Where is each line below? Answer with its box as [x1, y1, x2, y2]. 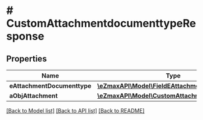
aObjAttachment [9, 92, 58, 100]
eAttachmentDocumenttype [9, 82, 92, 90]
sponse [6, 30, 45, 43]
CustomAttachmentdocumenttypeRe [6, 16, 196, 30]
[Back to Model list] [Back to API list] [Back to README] [6, 107, 145, 114]
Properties [6, 53, 47, 64]
